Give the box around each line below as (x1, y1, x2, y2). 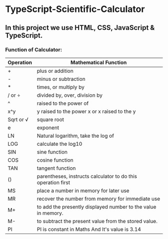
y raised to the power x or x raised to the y (36, 108, 136, 115)
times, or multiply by (36, 83, 85, 90)
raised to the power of (36, 100, 89, 107)
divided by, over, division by (36, 91, 102, 98)
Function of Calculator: (5, 46, 62, 53)
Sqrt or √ (7, 116, 28, 123)
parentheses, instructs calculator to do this (36, 173, 137, 180)
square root (36, 116, 64, 123)
